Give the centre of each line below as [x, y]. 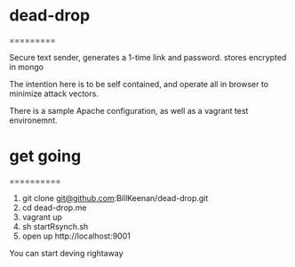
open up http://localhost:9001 [76, 236]
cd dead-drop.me [54, 207]
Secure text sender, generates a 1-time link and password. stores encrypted [148, 57]
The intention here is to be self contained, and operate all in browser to [139, 84]
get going [45, 156]
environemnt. [33, 120]
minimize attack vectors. [54, 93]
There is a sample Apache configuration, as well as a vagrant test [129, 110]
